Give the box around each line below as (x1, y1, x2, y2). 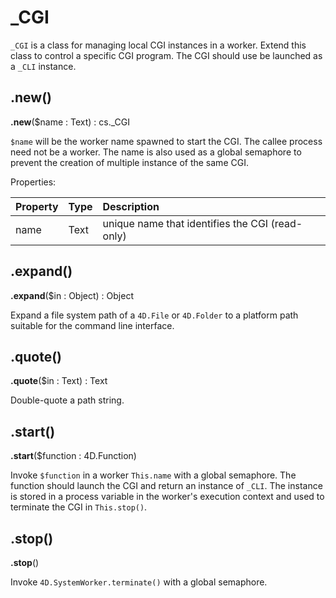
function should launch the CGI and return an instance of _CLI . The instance (10, 480, 323, 492)
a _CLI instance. (10, 60, 77, 72)
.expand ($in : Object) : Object (10, 289, 134, 301)
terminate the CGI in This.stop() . (10, 501, 148, 513)
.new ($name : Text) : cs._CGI (10, 116, 130, 128)
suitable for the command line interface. (10, 319, 175, 331)
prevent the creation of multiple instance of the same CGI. (10, 156, 249, 168)
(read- (270, 216, 303, 230)
